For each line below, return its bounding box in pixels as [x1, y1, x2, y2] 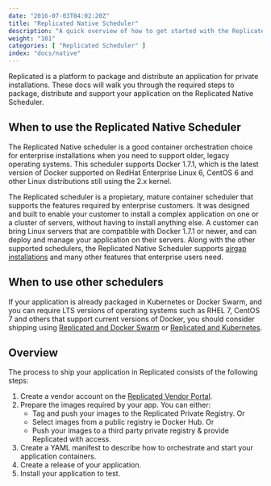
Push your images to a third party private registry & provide [31, 425, 230, 436]
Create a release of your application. [19, 460, 142, 470]
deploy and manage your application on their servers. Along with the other [8, 235, 256, 245]
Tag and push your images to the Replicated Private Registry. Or [31, 408, 245, 418]
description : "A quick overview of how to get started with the [8, 27, 229, 35]
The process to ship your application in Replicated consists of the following [8, 367, 258, 377]
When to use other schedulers [8, 275, 164, 289]
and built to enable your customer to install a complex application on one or [8, 209, 260, 219]
